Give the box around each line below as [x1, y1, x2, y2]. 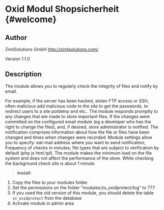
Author [5, 33, 27, 42]
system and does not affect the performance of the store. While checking [5, 155, 154, 161]
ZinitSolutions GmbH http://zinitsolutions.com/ [5, 47, 99, 52]
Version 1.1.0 [5, 56, 30, 62]
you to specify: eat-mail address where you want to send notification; [5, 139, 146, 145]
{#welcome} [5, 14, 57, 25]
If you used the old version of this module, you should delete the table [12, 190, 154, 196]
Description [5, 70, 42, 79]
